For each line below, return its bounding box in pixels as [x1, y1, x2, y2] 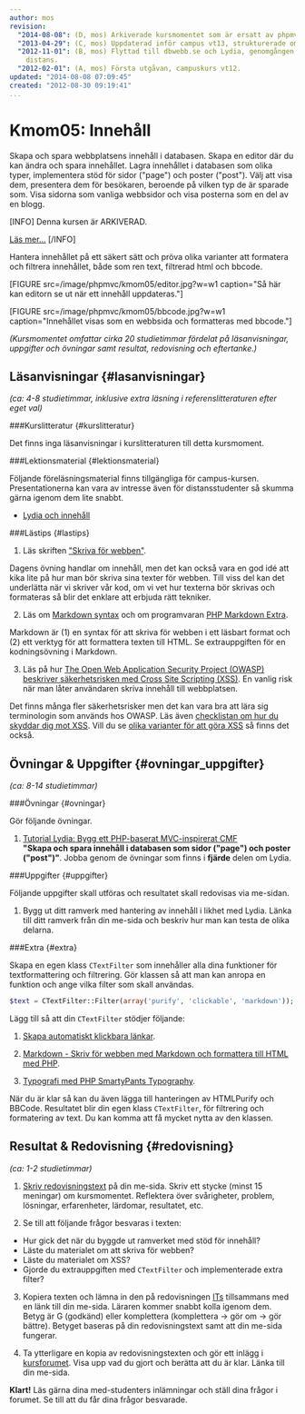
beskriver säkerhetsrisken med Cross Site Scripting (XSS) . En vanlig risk [22, 673, 293, 684]
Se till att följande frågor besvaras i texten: [22, 1217, 182, 1228]
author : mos [9, 13, 54, 23]
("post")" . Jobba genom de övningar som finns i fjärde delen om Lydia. [22, 852, 292, 863]
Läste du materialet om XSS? [22, 1254, 131, 1265]
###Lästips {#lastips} [9, 528, 91, 539]
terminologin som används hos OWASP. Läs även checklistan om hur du [9, 711, 279, 722]
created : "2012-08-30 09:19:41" [9, 81, 132, 90]
